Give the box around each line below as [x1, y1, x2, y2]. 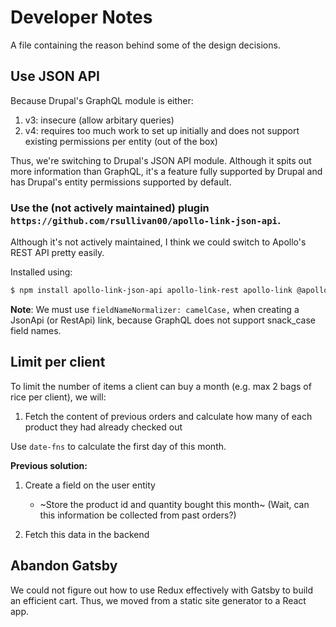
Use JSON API [10, 68, 100, 85]
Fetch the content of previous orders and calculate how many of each [24, 410, 313, 422]
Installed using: [10, 266, 73, 278]
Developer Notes [10, 6, 153, 29]
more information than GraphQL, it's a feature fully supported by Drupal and [10, 165, 323, 177]
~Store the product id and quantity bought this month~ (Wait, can [39, 498, 310, 510]
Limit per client [10, 354, 106, 371]
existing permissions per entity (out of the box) [24, 135, 218, 147]
